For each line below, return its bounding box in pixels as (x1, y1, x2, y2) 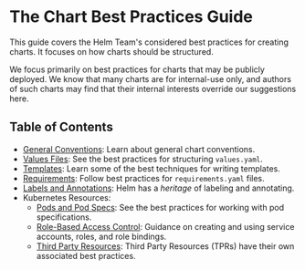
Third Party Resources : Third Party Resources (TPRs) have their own (36, 240, 295, 252)
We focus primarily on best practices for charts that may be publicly (9, 64, 265, 75)
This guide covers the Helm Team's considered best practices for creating (9, 36, 289, 47)
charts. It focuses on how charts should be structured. (9, 46, 215, 57)
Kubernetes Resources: (22, 192, 111, 202)
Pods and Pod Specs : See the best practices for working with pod (36, 202, 285, 213)
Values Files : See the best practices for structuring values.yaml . (22, 153, 263, 164)
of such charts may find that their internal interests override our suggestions (9, 83, 297, 94)
